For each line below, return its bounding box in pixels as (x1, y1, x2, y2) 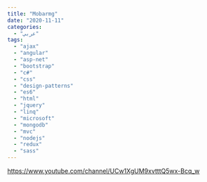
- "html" (13, 96, 39, 103)
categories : (7, 23, 42, 30)
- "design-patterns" (13, 82, 74, 89)
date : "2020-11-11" (7, 17, 65, 24)
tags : (7, 37, 23, 44)
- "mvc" (13, 128, 36, 135)
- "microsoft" (13, 115, 55, 122)
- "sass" (13, 148, 39, 155)
